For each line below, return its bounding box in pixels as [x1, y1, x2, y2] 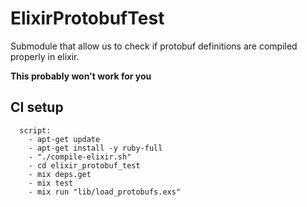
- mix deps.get [28, 169, 92, 179]
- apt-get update [28, 134, 101, 144]
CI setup [10, 99, 64, 116]
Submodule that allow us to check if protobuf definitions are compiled [10, 40, 298, 52]
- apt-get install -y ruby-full [28, 143, 163, 153]
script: [19, 125, 52, 136]
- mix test [28, 178, 74, 188]
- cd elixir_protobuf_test [28, 160, 141, 171]
